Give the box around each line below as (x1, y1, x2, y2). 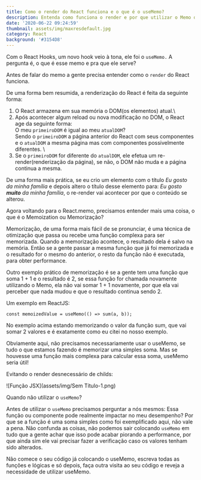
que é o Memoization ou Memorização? (6, 214, 104, 220)
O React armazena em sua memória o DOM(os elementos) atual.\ (14, 108, 175, 114)
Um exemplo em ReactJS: (6, 300, 70, 306)
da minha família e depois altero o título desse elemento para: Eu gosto (6, 183, 182, 190)
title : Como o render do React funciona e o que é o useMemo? (6, 8, 165, 15)
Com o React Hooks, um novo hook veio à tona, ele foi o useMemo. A (6, 53, 172, 60)
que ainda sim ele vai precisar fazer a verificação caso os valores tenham (6, 437, 187, 445)
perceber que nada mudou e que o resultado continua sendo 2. (6, 288, 163, 295)
